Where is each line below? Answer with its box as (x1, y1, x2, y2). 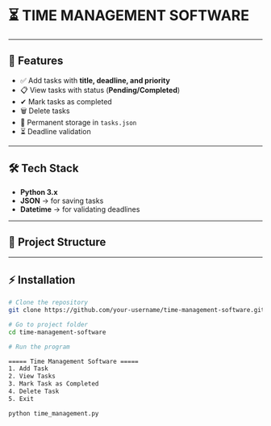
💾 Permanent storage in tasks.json (19, 117, 137, 127)
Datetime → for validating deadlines (19, 204, 140, 214)
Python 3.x (19, 187, 58, 196)
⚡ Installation (8, 272, 76, 287)
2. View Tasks (8, 373, 56, 381)
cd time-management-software (8, 328, 106, 336)
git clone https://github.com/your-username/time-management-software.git (8, 306, 265, 314)
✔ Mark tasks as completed (19, 96, 113, 106)
